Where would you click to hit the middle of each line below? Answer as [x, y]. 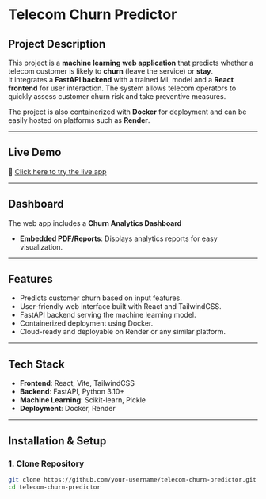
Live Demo [35, 152]
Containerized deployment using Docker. [86, 323]
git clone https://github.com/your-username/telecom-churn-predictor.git [133, 480]
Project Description [57, 44]
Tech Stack [36, 364]
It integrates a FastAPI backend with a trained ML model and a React [121, 80]
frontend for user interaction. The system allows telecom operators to [122, 88]
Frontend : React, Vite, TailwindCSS [77, 383]
